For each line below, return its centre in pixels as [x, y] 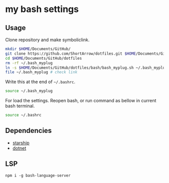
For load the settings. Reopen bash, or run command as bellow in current [81, 101]
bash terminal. [20, 106]
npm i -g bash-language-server [38, 175]
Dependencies [28, 131]
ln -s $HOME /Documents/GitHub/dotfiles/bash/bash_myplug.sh [70, 68]
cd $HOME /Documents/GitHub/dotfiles [44, 58]
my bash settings [42, 9]
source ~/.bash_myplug [29, 91]
